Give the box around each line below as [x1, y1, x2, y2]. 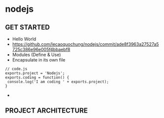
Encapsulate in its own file [12, 57, 66, 62]
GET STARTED [5, 23, 50, 31]
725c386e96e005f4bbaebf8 [12, 47, 70, 52]
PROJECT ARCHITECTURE [5, 107, 88, 115]
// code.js [5, 66, 28, 71]
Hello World [12, 36, 36, 42]
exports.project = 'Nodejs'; [5, 71, 65, 76]
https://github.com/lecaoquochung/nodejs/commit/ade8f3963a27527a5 [12, 41, 159, 47]
